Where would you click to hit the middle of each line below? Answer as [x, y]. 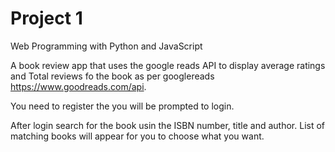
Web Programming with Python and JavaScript [106, 46]
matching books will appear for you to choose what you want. [137, 136]
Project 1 [46, 18]
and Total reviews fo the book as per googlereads [112, 76]
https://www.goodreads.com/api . [78, 86]
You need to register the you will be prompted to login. [122, 106]
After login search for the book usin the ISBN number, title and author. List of [168, 125]
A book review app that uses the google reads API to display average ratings [168, 65]
